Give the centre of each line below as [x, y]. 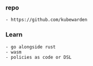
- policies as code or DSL [39, 57]
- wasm [14, 52]
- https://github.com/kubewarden [46, 20]
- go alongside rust [31, 47]
